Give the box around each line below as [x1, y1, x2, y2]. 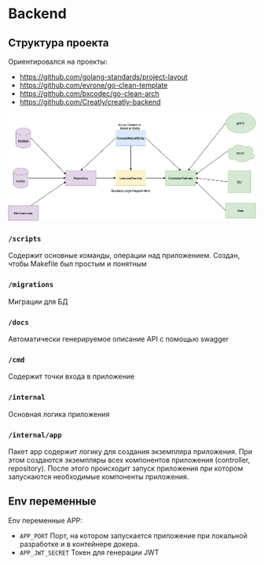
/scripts [8, 234, 42, 244]
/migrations [8, 280, 54, 290]
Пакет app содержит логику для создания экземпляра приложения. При [8, 446, 253, 456]
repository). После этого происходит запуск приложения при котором [8, 463, 244, 473]
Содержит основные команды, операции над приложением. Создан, [8, 251, 240, 260]
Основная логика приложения [8, 409, 110, 419]
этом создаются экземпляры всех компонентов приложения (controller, [8, 455, 251, 464]
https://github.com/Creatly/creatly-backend [19, 98, 161, 106]
